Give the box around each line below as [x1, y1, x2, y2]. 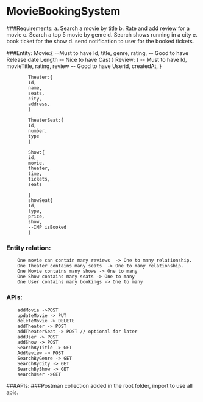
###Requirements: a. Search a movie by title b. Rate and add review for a [6, 24, 190, 32]
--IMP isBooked [28, 224, 67, 230]
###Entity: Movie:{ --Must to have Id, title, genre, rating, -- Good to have [6, 49, 189, 56]
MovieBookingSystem [6, 4, 121, 18]
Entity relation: [6, 244, 51, 252]
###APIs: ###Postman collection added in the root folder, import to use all [6, 382, 193, 389]
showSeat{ [28, 197, 53, 203]
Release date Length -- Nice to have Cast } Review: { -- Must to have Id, [6, 56, 187, 63]
